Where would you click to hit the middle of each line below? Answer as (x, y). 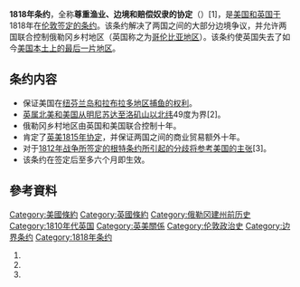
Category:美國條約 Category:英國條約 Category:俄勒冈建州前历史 (130, 214)
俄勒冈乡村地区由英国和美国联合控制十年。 (102, 125)
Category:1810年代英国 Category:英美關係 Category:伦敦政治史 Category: (146, 225)
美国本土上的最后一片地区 (65, 48)
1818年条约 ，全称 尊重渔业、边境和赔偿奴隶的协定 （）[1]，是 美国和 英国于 (145, 14)
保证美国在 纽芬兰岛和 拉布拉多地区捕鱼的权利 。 (109, 102)
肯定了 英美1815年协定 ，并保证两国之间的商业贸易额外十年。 (134, 137)
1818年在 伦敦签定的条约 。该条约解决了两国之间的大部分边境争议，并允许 (144, 25)
